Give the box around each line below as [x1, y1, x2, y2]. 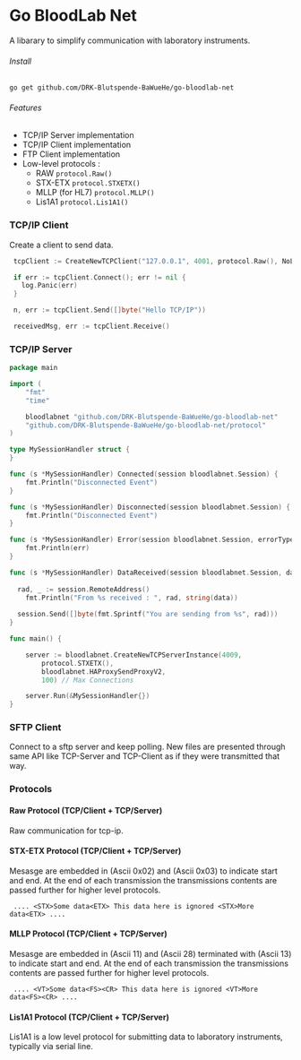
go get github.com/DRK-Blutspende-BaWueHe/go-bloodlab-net [9, 83, 235, 92]
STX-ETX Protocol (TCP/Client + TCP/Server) [9, 846, 182, 857]
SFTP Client [9, 721, 62, 734]
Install [9, 56, 32, 66]
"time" [25, 396, 50, 405]
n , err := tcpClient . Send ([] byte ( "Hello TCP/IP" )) [13, 306, 206, 315]
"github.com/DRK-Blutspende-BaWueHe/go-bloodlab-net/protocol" [25, 420, 267, 430]
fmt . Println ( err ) [25, 544, 90, 553]
